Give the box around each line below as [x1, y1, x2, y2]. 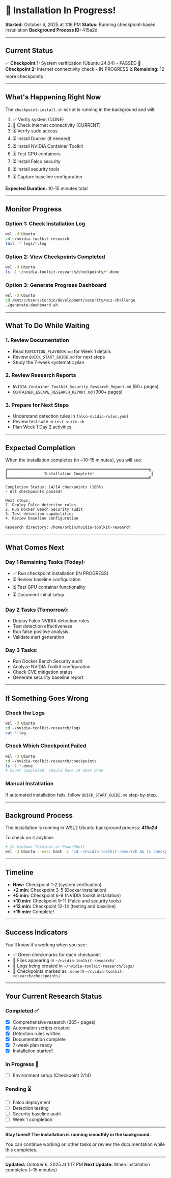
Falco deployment [12, 1099, 51, 1105]
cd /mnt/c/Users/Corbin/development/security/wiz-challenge [5, 298, 136, 303]
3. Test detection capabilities [5, 511, 74, 516]
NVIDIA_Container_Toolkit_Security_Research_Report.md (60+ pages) [12, 383, 159, 389]
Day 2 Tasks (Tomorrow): [5, 606, 69, 613]
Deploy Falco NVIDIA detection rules [12, 617, 90, 623]
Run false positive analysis [12, 628, 69, 635]
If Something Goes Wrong [5, 694, 89, 702]
